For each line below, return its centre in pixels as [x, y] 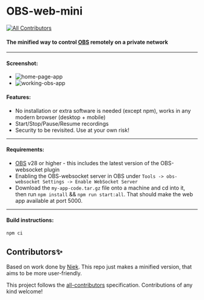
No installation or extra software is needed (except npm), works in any [103, 111]
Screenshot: [22, 63]
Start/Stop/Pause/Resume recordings [62, 123]
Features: [19, 97]
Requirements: [25, 149]
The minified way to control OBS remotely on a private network [87, 42]
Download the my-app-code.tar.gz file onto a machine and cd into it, [100, 188]
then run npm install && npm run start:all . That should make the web [104, 194]
